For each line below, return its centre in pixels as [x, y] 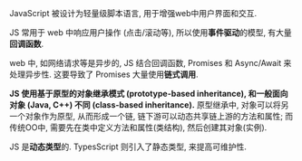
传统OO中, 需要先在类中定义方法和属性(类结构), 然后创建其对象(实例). [138, 128]
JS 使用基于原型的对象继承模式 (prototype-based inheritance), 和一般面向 [149, 94]
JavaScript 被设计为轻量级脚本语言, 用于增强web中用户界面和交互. [133, 13]
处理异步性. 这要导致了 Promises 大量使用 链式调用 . [104, 74]
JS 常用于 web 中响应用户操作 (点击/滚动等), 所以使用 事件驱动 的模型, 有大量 [151, 33]
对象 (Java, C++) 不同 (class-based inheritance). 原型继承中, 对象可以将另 [149, 105]
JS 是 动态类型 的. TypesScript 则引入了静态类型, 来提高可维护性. [128, 147]
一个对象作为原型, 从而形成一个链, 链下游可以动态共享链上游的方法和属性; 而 [151, 116]
